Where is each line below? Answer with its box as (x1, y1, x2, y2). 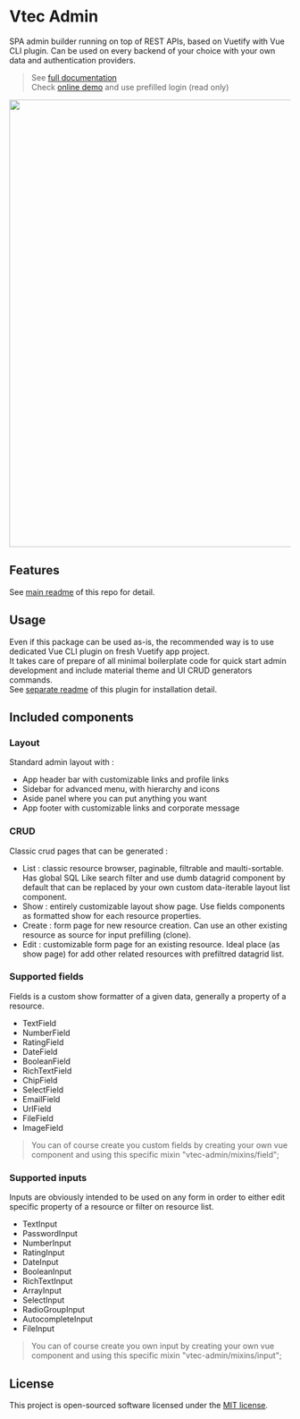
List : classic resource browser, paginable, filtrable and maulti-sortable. (21, 862, 284, 873)
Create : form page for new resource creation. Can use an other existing (21, 920, 287, 930)
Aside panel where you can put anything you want (21, 794, 207, 804)
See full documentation (30, 72, 118, 82)
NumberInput (21, 1237, 71, 1249)
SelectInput (21, 1295, 65, 1305)
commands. (9, 674, 54, 685)
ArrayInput (21, 1286, 62, 1296)
